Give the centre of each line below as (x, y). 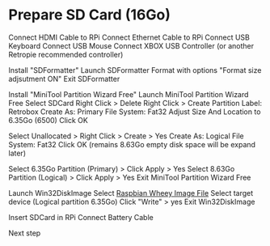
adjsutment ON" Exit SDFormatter (64, 78)
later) (17, 153)
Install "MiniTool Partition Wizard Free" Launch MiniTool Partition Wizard (129, 94)
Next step (25, 233)
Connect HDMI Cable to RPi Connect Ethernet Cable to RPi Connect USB (129, 37)
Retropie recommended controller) (66, 54)
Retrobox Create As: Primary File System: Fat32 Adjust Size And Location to (135, 112)
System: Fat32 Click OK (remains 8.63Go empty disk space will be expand (132, 144)
